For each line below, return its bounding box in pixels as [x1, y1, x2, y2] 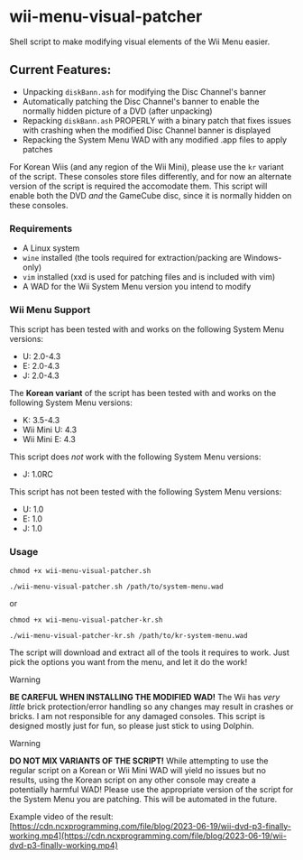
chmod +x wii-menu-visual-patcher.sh [9, 566, 151, 575]
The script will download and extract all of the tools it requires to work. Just [9, 647, 290, 658]
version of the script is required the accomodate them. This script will [9, 180, 268, 191]
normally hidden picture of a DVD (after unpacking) [22, 106, 214, 116]
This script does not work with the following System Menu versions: [9, 451, 262, 462]
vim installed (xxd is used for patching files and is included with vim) [22, 272, 276, 282]
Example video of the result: [9, 810, 115, 822]
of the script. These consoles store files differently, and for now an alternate [9, 171, 292, 181]
